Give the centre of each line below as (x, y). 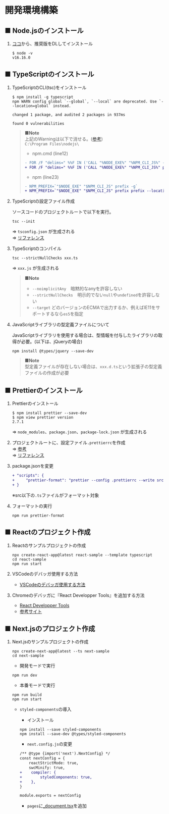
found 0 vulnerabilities (38, 123)
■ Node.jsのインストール (44, 31)
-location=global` (31, 106)
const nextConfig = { (42, 758)
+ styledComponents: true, (56, 777)
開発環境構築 (32, 10)
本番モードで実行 (37, 685)
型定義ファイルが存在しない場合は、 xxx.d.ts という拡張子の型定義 (93, 367)
